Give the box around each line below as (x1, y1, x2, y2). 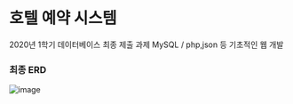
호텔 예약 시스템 (9, 8, 117, 28)
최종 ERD (9, 63, 47, 76)
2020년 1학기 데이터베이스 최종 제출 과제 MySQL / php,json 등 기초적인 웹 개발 (9, 39, 284, 50)
